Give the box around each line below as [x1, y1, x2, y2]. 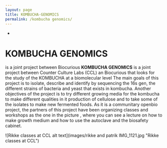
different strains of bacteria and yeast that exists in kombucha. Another [5, 85, 151, 91]
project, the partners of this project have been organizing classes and [5, 107, 149, 113]
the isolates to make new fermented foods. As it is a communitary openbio [5, 101, 158, 107]
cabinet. [5, 123, 22, 129]
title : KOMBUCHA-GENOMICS [5, 12, 59, 17]
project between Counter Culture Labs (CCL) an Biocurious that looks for [5, 69, 155, 75]
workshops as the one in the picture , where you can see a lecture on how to [5, 112, 163, 118]
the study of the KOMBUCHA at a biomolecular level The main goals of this [5, 75, 159, 81]
